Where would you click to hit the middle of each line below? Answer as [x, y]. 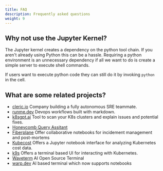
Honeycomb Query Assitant [40, 127]
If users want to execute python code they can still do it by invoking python [80, 75]
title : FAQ [16, 9]
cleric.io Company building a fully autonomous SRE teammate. [74, 107]
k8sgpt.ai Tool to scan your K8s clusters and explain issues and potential [85, 117]
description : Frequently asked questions [48, 14]
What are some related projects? [55, 95]
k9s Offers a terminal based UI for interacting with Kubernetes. [75, 153]
